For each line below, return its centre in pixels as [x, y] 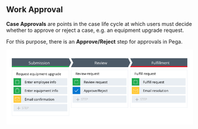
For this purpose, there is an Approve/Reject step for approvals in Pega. [94, 41]
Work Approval [35, 10]
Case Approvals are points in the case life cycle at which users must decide [99, 24]
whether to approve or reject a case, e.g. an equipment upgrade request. [95, 30]
